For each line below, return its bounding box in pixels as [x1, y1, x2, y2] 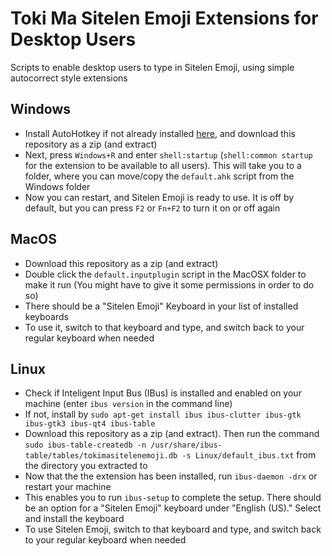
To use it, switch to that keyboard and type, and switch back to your [24, 321, 305, 333]
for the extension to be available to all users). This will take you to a [24, 159, 302, 171]
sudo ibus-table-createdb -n [24, 440, 147, 451]
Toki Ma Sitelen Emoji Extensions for [10, 7, 319, 30]
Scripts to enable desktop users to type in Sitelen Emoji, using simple [10, 61, 295, 73]
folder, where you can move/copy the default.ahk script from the [24, 170, 295, 182]
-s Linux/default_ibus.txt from [181, 449, 317, 461]
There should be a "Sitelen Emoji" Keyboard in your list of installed [24, 300, 299, 312]
